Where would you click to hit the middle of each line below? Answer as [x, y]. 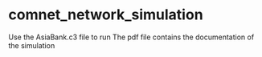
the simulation [32, 45]
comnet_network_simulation [106, 15]
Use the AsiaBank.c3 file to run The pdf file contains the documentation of [131, 37]
